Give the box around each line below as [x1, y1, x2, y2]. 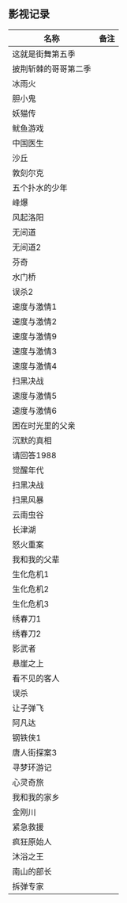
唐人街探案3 [12, 747, 58, 758]
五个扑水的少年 [12, 182, 69, 193]
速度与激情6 [12, 405, 58, 416]
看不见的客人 [12, 672, 61, 683]
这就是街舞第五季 [12, 48, 77, 59]
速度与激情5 [12, 390, 58, 401]
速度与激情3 [12, 346, 58, 357]
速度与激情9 [12, 331, 58, 342]
